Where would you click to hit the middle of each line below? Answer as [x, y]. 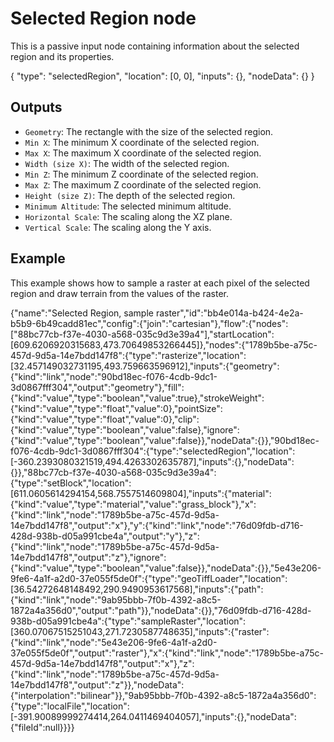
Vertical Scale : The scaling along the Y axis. [118, 227]
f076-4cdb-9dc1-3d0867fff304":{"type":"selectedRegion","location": [153, 451]
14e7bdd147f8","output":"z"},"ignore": [88, 557]
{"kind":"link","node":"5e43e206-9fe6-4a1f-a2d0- [114, 642]
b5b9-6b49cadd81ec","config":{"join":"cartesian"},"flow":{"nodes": [149, 323]
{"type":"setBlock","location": [71, 483]
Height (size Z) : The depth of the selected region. [130, 195]
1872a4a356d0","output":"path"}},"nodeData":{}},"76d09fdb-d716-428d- [161, 610]
